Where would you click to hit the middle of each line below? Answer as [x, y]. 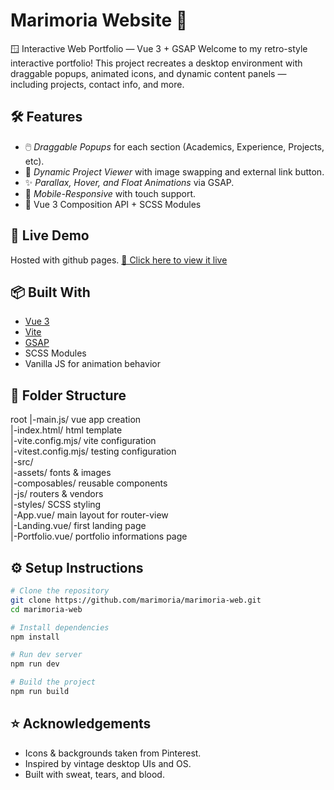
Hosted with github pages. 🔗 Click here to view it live [119, 260]
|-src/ [22, 462]
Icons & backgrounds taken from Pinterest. [113, 753]
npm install [35, 637]
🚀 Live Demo [50, 235]
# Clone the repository [60, 591]
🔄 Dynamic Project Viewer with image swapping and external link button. [174, 171]
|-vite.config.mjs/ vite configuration [83, 441]
